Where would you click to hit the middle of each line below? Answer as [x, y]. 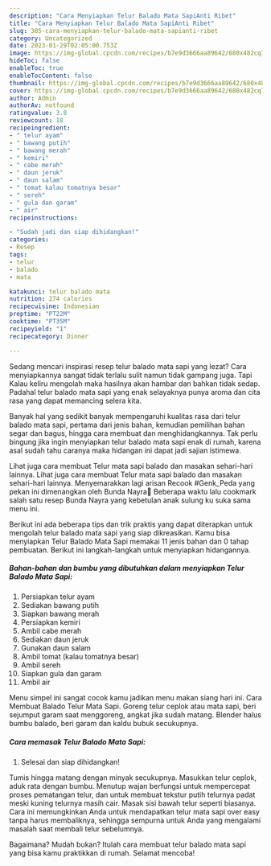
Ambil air [35, 682]
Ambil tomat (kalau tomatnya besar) [80, 657]
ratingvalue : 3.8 [38, 113]
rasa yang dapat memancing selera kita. [76, 400]
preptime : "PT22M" [40, 314]
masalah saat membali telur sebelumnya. [76, 829]
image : [20, 53]
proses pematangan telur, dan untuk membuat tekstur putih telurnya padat [132, 795]
